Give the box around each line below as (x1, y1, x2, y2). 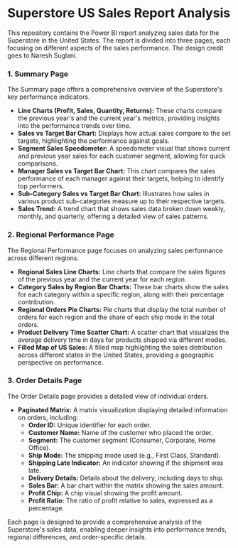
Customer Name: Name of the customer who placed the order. (28, 428, 213, 436)
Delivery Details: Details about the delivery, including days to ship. (28, 473, 224, 482)
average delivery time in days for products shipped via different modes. (17, 335, 227, 344)
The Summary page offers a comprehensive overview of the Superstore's (7, 85, 223, 94)
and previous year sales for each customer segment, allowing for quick (17, 151, 226, 161)
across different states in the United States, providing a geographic (17, 350, 215, 359)
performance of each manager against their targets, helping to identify (17, 174, 225, 183)
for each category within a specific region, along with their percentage (17, 290, 225, 299)
